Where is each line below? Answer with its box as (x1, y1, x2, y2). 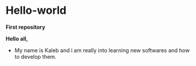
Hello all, (5, 35, 28, 42)
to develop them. (14, 53, 57, 60)
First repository (5, 23, 46, 31)
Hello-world (5, 4, 67, 17)
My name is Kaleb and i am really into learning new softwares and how (14, 46, 190, 54)
